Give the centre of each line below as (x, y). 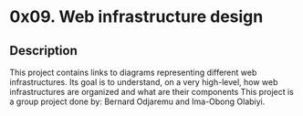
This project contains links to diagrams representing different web (133, 72)
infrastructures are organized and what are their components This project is (151, 92)
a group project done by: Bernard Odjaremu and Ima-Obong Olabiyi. (137, 101)
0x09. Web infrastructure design (136, 17)
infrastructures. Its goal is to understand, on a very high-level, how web (144, 82)
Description (43, 51)
